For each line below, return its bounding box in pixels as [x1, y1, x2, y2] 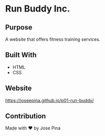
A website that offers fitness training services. [5, 36, 100, 42]
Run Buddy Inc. [5, 3, 70, 15]
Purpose [5, 23, 33, 32]
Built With [5, 51, 37, 59]
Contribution [5, 112, 46, 120]
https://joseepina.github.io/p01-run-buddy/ [5, 97, 94, 103]
